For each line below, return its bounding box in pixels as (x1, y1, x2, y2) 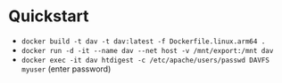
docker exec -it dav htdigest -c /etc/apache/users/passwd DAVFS (21, 56, 270, 64)
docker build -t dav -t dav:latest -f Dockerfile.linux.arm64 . (21, 37, 266, 46)
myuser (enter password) (21, 64, 112, 74)
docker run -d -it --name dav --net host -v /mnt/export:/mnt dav (21, 46, 274, 55)
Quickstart (8, 6, 90, 26)
